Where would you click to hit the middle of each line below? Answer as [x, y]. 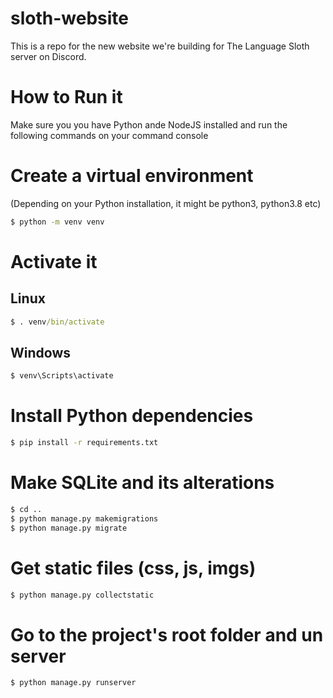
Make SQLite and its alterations [142, 483]
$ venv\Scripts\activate [62, 376]
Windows [40, 352]
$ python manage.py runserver [73, 683]
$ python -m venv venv [57, 222]
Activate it [54, 261]
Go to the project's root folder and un [167, 634]
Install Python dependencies [132, 416]
